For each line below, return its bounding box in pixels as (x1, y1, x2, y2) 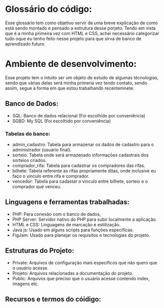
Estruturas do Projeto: (5, 247, 74, 255)
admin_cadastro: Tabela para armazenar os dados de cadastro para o (12, 141, 154, 147)
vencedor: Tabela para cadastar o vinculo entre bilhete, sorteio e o (12, 178, 148, 184)
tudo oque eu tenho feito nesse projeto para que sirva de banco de (5, 36, 142, 42)
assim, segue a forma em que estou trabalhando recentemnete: (5, 85, 134, 91)
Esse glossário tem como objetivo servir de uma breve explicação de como (5, 20, 158, 26)
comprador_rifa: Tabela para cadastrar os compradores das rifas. (12, 162, 146, 168)
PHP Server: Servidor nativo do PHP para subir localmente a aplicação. (12, 216, 157, 222)
